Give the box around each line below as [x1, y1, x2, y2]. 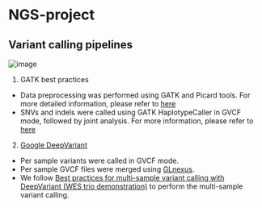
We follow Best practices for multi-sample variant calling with [19, 173, 225, 182]
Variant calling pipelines [8, 38, 133, 52]
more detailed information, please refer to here [19, 99, 176, 108]
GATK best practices [19, 75, 89, 84]
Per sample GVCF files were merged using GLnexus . [19, 164, 195, 174]
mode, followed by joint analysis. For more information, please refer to [19, 116, 254, 126]
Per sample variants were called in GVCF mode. [19, 156, 180, 165]
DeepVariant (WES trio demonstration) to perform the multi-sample [19, 181, 243, 191]
